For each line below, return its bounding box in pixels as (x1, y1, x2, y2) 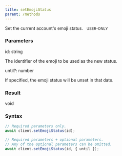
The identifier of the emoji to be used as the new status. (5, 58, 118, 64)
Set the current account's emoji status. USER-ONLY (5, 25, 108, 31)
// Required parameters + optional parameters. (5, 137, 104, 142)
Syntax (5, 113, 22, 120)
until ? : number (5, 67, 34, 74)
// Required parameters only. (5, 124, 67, 129)
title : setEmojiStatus (5, 7, 51, 12)
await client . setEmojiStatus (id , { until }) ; (5, 146, 99, 151)
